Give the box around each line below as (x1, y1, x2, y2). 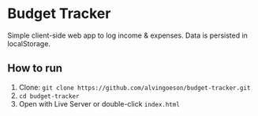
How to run (7, 62, 63, 75)
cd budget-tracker (18, 92, 80, 100)
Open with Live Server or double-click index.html (18, 99, 181, 108)
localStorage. (7, 38, 50, 48)
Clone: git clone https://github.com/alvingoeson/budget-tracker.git (18, 82, 251, 92)
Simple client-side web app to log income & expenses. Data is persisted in (7, 31, 248, 40)
